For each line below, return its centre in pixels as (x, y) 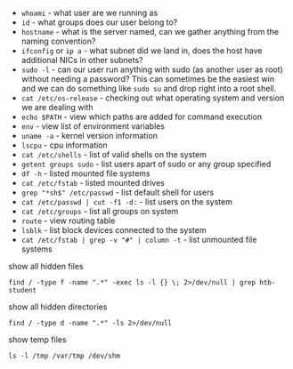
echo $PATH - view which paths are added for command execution (142, 116)
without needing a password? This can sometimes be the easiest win (148, 79)
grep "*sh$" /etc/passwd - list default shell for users (118, 192)
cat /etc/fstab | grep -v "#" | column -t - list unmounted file (139, 240)
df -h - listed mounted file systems (85, 173)
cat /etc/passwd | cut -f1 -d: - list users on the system (126, 202)
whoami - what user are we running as (90, 13)
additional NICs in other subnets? (82, 60)
